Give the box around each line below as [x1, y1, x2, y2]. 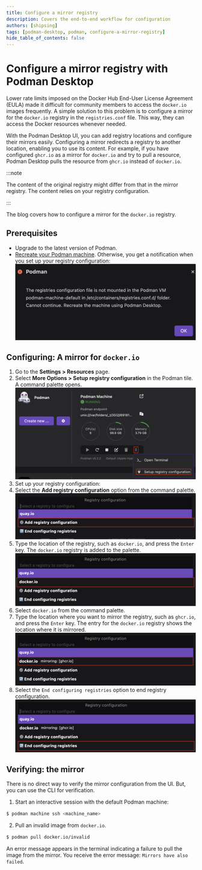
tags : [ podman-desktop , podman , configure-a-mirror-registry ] [6, 29, 165, 35]
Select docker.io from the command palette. [14, 607, 126, 614]
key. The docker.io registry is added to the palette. [14, 547, 141, 554]
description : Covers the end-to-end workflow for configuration [6, 16, 171, 22]
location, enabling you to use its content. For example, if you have [6, 145, 170, 152]
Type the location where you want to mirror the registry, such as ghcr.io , [14, 613, 196, 621]
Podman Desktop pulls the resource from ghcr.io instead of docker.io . [6, 157, 182, 165]
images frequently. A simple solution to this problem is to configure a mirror [6, 107, 194, 115]
